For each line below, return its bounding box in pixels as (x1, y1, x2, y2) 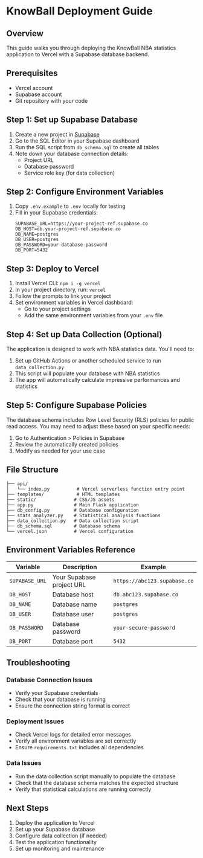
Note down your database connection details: (14, 150, 129, 157)
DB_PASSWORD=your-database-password (14, 242, 108, 248)
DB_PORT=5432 (14, 247, 48, 253)
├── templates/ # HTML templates (6, 491, 120, 497)
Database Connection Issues (6, 676, 93, 684)
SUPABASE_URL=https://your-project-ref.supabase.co (14, 221, 148, 227)
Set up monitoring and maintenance (14, 845, 105, 852)
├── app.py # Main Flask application (6, 502, 139, 508)
